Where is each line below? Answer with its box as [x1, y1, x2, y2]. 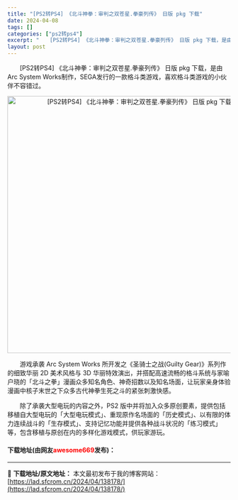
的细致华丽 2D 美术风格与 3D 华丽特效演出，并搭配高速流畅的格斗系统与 [7, 369, 217, 377]
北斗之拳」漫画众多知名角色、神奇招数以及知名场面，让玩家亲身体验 [31, 377, 231, 386]
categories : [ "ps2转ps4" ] [7, 30, 83, 38]
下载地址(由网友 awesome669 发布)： [7, 445, 115, 454]
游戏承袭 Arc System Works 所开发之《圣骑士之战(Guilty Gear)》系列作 [19, 360, 227, 368]
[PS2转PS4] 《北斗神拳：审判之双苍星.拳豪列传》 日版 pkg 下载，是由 [19, 64, 223, 72]
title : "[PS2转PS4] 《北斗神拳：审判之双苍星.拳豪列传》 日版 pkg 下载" [7, 10, 203, 18]
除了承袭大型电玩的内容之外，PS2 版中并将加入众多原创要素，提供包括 [19, 401, 226, 410]
